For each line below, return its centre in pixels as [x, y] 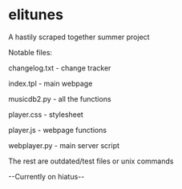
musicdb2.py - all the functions [60, 99]
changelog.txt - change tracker [60, 68]
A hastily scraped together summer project [79, 37]
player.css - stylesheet [46, 115]
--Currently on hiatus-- [47, 176]
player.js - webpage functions [57, 130]
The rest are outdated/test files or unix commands [91, 161]
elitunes [36, 15]
